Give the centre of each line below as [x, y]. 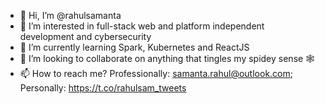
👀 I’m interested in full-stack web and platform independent [142, 26]
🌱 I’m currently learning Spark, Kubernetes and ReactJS [134, 47]
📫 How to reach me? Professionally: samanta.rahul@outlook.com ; [156, 73]
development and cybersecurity [85, 36]
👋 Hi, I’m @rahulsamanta [70, 15]
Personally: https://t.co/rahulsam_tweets [103, 88]
